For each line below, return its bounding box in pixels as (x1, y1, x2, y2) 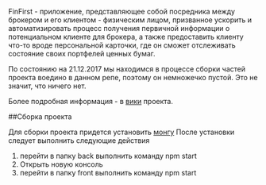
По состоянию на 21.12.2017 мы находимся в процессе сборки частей (8, 64, 246, 74)
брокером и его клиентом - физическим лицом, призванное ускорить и (8, 15, 253, 25)
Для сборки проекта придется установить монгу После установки (8, 127, 235, 137)
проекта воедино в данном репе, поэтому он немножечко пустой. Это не (8, 73, 258, 82)
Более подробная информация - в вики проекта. (8, 97, 173, 106)
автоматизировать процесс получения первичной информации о (8, 24, 230, 33)
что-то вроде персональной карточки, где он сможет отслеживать (8, 40, 236, 50)
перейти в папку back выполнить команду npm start (19, 151, 197, 160)
